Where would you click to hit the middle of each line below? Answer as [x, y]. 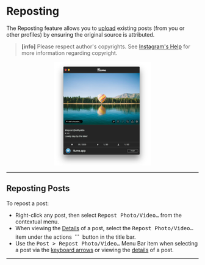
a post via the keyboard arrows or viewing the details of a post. [94, 250]
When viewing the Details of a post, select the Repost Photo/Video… [104, 228]
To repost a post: [28, 203]
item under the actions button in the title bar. [75, 237]
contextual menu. [37, 222]
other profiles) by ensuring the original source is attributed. [81, 34]
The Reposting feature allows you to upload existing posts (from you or [95, 28]
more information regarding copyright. [69, 53]
